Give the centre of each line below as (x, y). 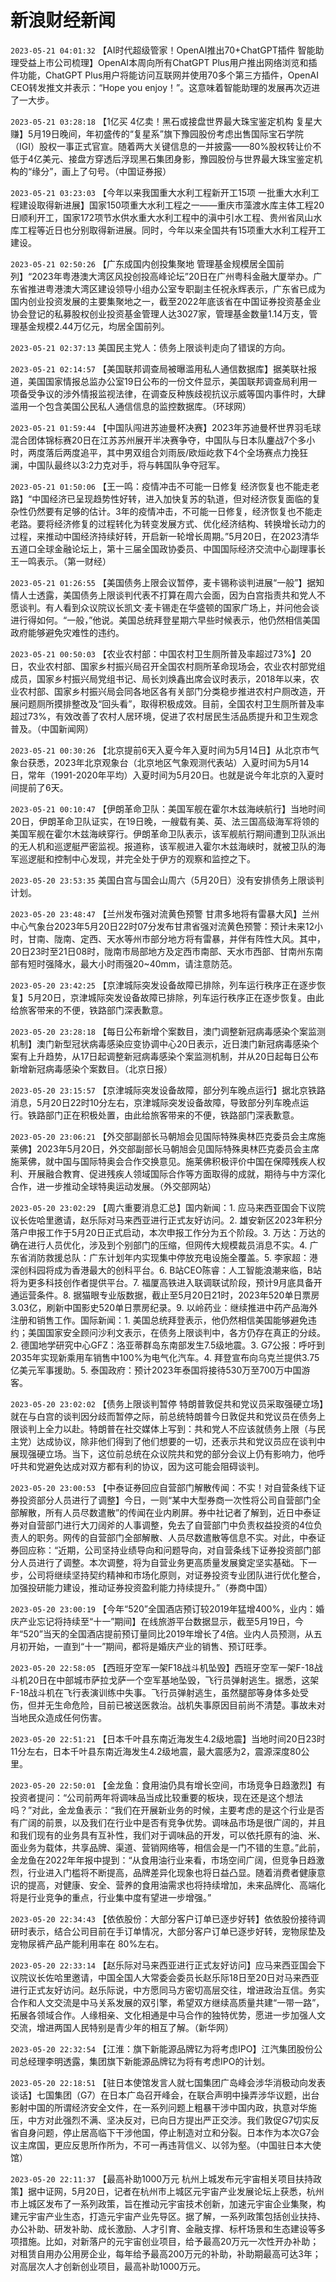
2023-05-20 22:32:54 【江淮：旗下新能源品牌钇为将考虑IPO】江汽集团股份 (162, 2048)
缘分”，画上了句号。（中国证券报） (101, 171)
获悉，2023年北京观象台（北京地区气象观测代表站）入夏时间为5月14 (168, 762)
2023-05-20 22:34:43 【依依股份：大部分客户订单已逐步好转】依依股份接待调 (168, 1918)
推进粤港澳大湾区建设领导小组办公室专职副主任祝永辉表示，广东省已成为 (176, 288)
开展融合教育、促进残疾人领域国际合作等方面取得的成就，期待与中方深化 (176, 1173)
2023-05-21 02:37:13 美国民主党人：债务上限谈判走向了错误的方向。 (150, 347)
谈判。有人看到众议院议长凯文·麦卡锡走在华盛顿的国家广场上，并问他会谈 (169, 607)
